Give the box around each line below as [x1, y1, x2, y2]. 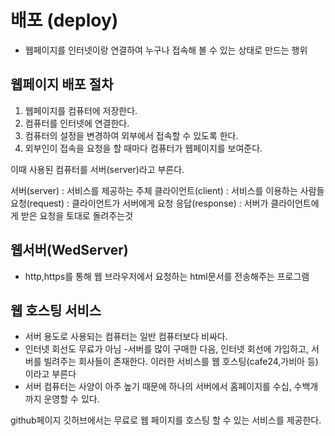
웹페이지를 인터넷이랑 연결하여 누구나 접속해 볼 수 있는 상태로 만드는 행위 [24, 44, 308, 56]
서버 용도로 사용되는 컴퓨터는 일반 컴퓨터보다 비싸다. [24, 331, 228, 343]
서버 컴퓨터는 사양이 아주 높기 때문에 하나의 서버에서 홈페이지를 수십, [24, 381, 292, 393]
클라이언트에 [270, 197, 320, 209]
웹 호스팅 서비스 [10, 302, 102, 319]
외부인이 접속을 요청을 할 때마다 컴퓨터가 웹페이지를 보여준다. [24, 142, 263, 154]
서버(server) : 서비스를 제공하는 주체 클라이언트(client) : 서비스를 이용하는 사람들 [10, 184, 325, 196]
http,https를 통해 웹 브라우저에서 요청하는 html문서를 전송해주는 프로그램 [24, 270, 310, 282]
